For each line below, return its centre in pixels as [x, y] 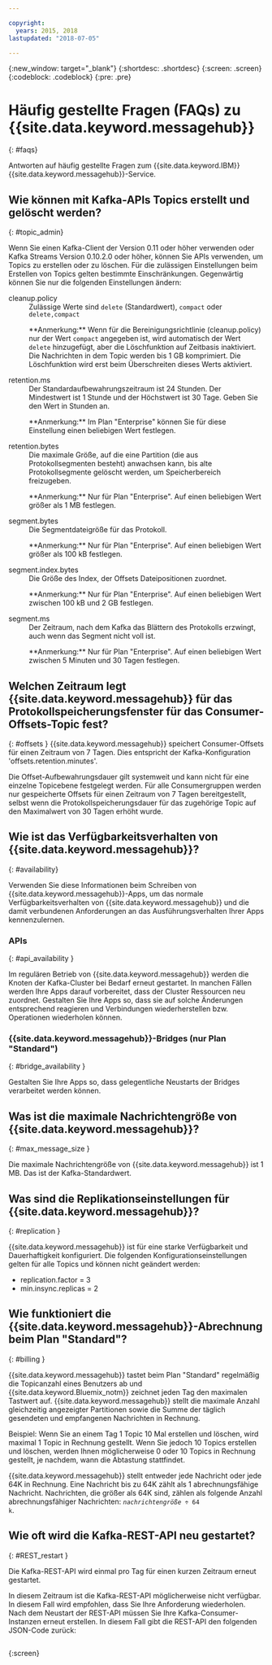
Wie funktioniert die [60, 1314]
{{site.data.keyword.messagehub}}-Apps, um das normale [106, 894]
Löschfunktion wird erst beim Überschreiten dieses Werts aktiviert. [141, 365]
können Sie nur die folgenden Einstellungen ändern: [95, 282]
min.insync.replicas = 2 [59, 1288]
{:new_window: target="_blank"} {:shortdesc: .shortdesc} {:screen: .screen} [135, 68]
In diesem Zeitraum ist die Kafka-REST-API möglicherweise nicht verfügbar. [135, 1595]
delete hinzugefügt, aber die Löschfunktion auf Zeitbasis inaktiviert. [142, 347]
